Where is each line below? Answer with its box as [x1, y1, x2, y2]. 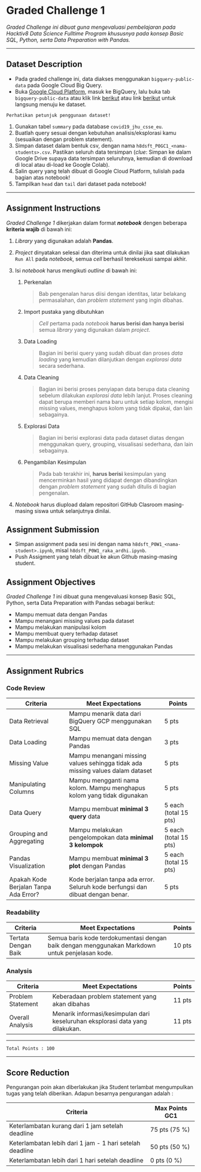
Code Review [6, 684, 45, 692]
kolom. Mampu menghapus [68, 784, 145, 792]
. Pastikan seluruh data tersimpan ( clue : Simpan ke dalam [50, 148, 191, 155]
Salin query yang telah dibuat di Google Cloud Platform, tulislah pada [14, 167, 185, 175]
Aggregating [9, 837, 44, 845]
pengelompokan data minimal [68, 833, 154, 841]
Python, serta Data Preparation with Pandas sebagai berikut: [6, 600, 156, 607]
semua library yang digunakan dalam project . [38, 326, 151, 333]
